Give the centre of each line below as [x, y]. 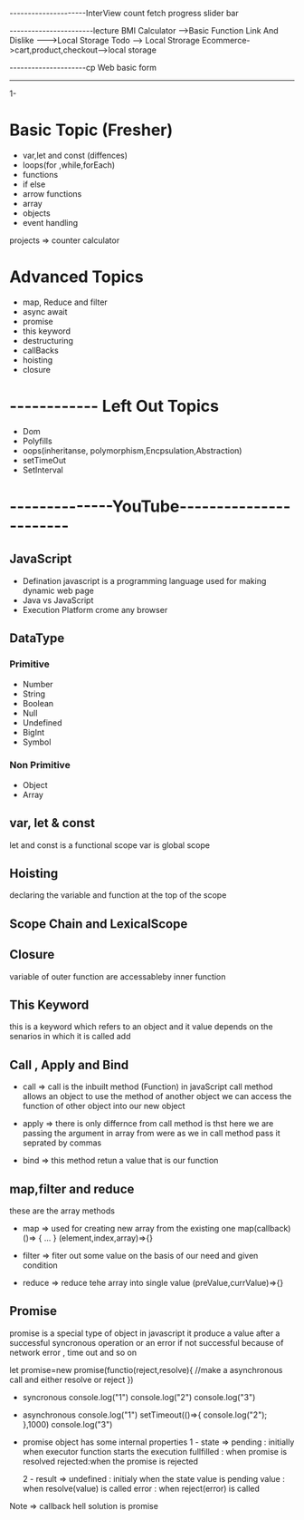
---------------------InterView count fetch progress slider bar [124, 13]
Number [38, 684]
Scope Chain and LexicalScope [99, 924]
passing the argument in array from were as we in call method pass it [151, 1134]
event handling [50, 222]
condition [40, 1265]
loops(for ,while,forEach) [69, 165]
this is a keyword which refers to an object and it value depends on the [141, 1027]
